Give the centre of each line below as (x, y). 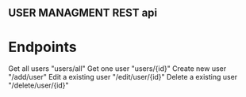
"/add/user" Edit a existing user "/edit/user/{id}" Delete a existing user (123, 77)
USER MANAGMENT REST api (83, 13)
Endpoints (42, 47)
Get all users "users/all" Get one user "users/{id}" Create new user (117, 69)
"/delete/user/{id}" (38, 85)
